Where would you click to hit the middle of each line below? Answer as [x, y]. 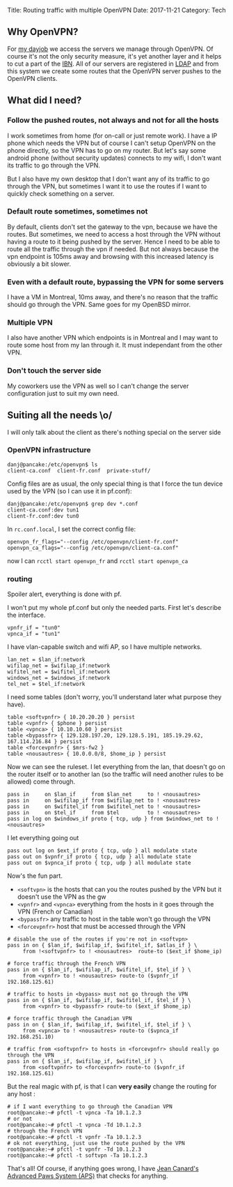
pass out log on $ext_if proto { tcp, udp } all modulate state [102, 851]
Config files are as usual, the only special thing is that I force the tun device [115, 484]
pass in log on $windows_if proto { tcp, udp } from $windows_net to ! [113, 819]
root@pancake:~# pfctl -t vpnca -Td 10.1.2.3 [74, 1125]
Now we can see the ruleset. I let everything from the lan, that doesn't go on [116, 767]
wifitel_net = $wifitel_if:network [59, 672]
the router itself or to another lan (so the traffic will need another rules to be [115, 775]
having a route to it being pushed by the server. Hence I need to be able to [114, 241]
